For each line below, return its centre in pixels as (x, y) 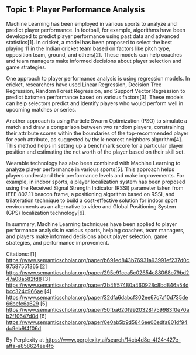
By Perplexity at (25, 340)
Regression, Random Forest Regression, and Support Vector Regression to (96, 91)
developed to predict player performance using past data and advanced (93, 36)
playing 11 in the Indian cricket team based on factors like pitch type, (88, 48)
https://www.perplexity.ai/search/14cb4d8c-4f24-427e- (113, 340)
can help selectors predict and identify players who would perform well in (94, 103)
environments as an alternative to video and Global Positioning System (91, 206)
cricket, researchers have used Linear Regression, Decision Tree (84, 85)
